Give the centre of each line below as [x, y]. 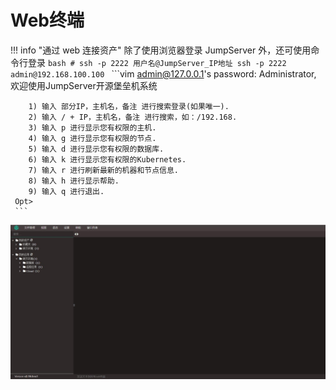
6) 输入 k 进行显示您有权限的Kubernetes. [107, 159]
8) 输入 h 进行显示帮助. [74, 181]
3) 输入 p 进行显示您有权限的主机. [92, 127]
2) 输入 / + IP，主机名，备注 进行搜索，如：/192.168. [133, 117]
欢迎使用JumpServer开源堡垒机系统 [84, 85]
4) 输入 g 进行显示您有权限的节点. [92, 138]
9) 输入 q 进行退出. [66, 191]
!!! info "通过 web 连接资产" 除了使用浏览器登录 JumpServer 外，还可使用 [161, 50]
